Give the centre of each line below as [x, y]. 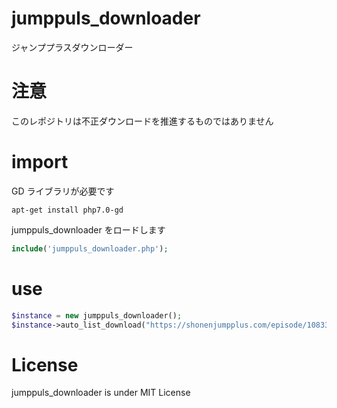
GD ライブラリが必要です [63, 191]
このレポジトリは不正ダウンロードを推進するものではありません [142, 121]
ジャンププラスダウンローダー [72, 47]
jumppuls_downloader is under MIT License [101, 393]
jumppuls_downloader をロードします [88, 229]
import [40, 162]
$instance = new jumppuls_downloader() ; [97, 315]
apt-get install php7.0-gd [67, 210]
